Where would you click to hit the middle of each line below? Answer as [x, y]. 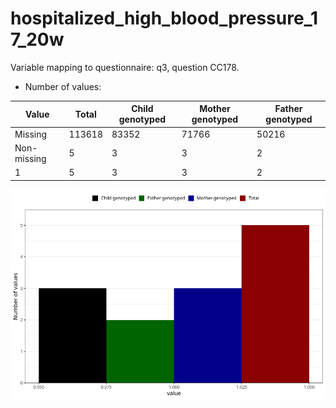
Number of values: [63, 86]
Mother [215, 109]
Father [288, 109]
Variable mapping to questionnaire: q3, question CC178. [125, 67]
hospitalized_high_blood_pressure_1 [164, 18]
